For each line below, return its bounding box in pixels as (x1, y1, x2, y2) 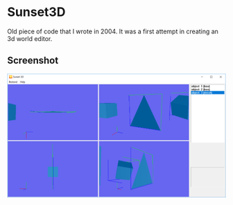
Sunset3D (7, 4, 66, 20)
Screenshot (7, 55, 59, 67)
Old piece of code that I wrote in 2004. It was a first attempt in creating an (7, 27, 218, 35)
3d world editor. (7, 34, 53, 42)
